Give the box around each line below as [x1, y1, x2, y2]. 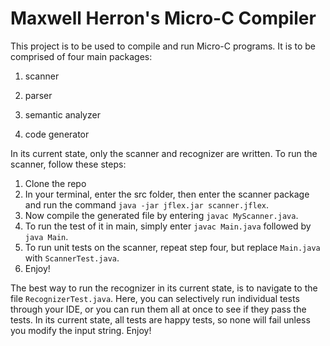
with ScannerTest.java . [24, 252, 120, 264]
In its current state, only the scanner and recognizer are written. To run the [10, 147, 318, 159]
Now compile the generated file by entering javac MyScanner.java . [24, 209, 299, 221]
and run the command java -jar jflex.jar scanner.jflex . [24, 198, 270, 211]
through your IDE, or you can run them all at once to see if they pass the [10, 303, 307, 315]
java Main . [24, 230, 69, 242]
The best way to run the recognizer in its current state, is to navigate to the [10, 282, 318, 294]
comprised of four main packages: [10, 50, 153, 62]
